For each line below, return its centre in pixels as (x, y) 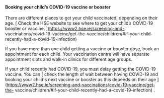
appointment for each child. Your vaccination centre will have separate (78, 54)
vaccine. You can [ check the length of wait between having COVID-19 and (82, 74)
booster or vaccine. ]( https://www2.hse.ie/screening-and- (65, 29)
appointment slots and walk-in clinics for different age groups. (69, 59)
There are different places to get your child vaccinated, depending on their (82, 18)
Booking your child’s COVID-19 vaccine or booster (58, 7)
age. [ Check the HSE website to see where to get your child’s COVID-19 (79, 23)
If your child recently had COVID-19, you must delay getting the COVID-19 (81, 69)
